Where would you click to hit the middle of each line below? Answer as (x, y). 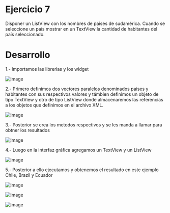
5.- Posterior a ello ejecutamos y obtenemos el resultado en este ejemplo (82, 170)
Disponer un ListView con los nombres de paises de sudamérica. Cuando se (85, 23)
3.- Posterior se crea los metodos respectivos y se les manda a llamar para (84, 125)
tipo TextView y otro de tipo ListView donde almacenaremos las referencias (84, 99)
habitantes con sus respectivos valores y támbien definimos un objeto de (82, 94)
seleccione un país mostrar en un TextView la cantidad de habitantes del (81, 29)
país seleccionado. (25, 34)
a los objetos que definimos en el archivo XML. (54, 105)
